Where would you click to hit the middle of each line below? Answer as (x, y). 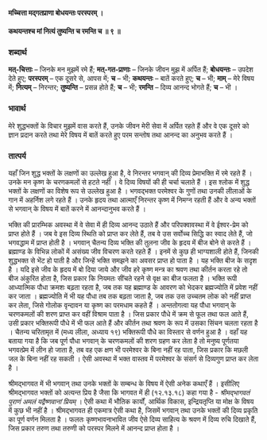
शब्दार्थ (17, 52)
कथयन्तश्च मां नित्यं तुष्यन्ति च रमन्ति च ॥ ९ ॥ (64, 31)
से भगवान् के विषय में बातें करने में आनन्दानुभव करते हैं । (77, 209)
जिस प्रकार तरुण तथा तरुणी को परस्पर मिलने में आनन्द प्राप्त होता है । (94, 428)
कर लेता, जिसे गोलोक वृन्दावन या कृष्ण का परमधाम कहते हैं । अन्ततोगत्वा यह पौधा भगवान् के (122, 305)
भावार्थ (17, 109)
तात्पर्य (17, 156)
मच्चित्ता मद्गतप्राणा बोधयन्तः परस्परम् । (56, 13)
